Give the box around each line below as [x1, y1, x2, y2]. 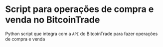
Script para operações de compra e [5, 3, 154, 15]
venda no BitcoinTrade [5, 14, 100, 25]
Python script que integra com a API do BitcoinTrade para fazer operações [5, 30, 158, 36]
